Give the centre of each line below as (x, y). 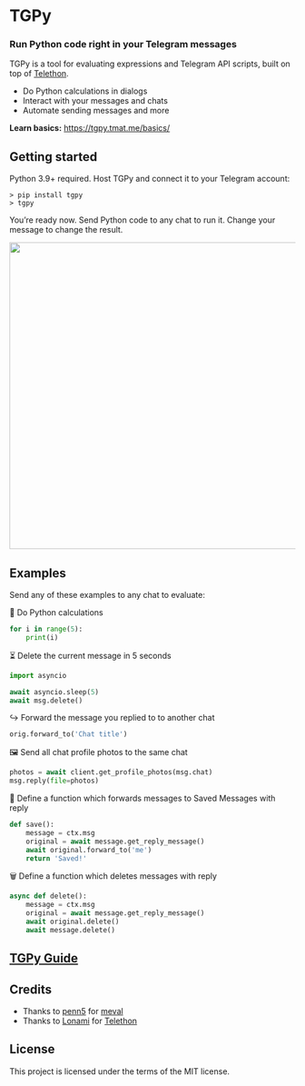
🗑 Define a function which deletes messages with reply (113, 876)
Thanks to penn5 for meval (73, 1011)
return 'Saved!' (57, 858)
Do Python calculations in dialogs (85, 91)
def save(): (32, 825)
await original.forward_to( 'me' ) (89, 850)
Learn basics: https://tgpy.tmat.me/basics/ (90, 128)
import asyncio (38, 675)
